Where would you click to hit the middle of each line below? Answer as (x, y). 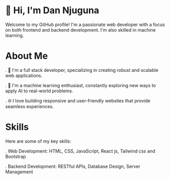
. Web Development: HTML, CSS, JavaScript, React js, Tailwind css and (80, 151)
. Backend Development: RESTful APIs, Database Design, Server (73, 166)
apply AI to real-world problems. (39, 91)
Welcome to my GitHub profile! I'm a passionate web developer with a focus (85, 24)
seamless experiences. (30, 106)
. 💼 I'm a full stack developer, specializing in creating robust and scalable (82, 70)
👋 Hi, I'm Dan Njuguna (52, 10)
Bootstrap (16, 156)
